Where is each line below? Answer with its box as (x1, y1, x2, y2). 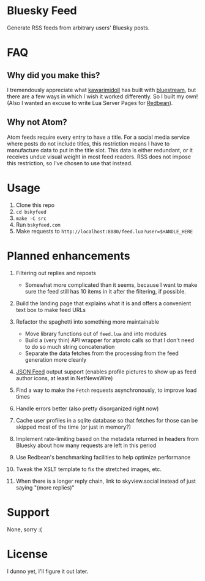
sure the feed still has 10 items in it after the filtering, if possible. (24, 287, 186, 295)
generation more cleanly (24, 356, 87, 363)
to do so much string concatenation (24, 343, 115, 350)
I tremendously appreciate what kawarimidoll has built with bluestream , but (7, 86, 196, 93)
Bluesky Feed (7, 4, 77, 18)
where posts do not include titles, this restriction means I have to (7, 139, 170, 147)
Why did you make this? (7, 70, 100, 80)
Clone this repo (15, 201, 54, 209)
